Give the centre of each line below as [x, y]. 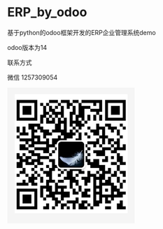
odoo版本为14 [27, 47]
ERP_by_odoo [47, 12]
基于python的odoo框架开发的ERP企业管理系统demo [81, 32]
